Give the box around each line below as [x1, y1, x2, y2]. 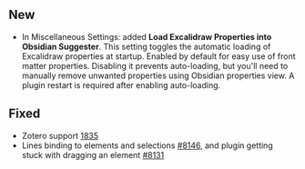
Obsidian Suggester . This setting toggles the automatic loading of [21, 41, 271, 52]
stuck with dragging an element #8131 [21, 149, 165, 160]
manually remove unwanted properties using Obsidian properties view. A [21, 70, 295, 81]
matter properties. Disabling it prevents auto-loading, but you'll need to [21, 60, 289, 71]
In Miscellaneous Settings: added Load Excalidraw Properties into [21, 31, 272, 42]
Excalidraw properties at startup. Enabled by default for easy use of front [21, 50, 296, 62]
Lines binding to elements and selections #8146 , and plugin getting [21, 140, 274, 151]
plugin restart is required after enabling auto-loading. [21, 79, 221, 90]
